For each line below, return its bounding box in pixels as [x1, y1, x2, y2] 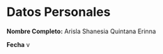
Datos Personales [6, 4, 111, 20]
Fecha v [6, 40, 31, 48]
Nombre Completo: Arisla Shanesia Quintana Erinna [6, 27, 156, 35]
